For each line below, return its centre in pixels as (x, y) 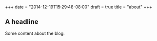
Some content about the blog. (35, 33)
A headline (22, 22)
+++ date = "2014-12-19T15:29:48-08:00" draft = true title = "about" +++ (79, 7)
